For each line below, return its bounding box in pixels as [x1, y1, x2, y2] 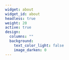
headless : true [5, 16, 36, 21]
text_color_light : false [14, 43, 64, 48]
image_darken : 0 [14, 47, 47, 52]
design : [5, 30, 21, 34]
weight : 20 [5, 20, 27, 26]
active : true [5, 25, 32, 30]
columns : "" [9, 34, 34, 39]
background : [9, 39, 34, 44]
